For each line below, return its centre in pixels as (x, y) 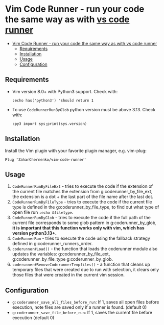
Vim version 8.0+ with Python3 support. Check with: (65, 91)
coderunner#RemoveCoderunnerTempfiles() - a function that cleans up (81, 264)
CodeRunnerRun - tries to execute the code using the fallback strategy (81, 238)
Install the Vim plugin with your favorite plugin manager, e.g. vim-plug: (76, 150)
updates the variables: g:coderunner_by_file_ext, (61, 254)
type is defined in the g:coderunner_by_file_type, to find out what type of (85, 207)
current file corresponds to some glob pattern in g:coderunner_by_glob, (84, 223)
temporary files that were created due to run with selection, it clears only (85, 270)
